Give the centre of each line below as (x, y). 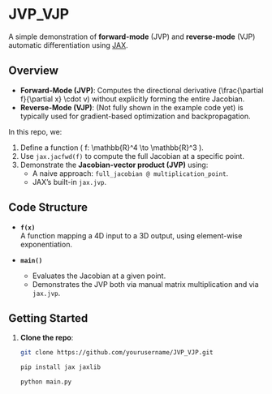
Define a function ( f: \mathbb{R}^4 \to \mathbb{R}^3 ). (112, 148)
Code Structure (48, 208)
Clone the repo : (47, 338)
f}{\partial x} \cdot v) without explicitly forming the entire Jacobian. (132, 99)
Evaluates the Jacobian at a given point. (99, 276)
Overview (34, 71)
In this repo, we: (35, 131)
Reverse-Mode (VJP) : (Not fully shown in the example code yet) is (132, 107)
